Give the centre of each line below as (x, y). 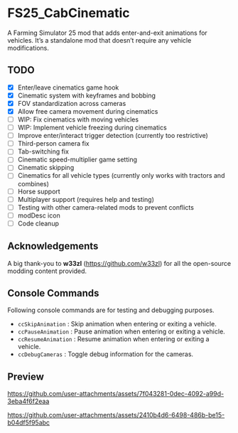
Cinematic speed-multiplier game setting (77, 160)
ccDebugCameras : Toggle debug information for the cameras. (106, 354)
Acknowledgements (53, 246)
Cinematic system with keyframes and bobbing (87, 95)
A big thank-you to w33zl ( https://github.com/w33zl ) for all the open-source (119, 263)
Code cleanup (38, 223)
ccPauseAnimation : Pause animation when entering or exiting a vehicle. (121, 331)
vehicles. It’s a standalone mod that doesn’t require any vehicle (99, 40)
